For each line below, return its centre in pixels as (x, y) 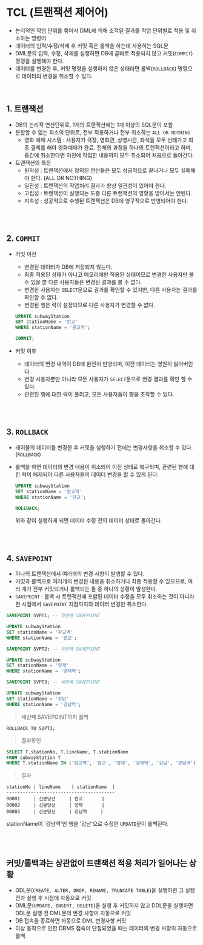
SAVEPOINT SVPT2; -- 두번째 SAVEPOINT (53, 649)
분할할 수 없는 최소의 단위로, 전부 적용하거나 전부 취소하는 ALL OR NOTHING (103, 132)
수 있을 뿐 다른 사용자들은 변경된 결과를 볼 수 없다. (83, 282)
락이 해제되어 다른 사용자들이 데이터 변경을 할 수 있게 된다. (90, 474)
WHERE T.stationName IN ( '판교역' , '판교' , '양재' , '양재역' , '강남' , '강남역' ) (101, 763)
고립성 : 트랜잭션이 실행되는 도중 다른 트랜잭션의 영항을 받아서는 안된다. (108, 193)
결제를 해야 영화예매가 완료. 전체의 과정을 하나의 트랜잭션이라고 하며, (111, 147)
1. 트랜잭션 (25, 109)
